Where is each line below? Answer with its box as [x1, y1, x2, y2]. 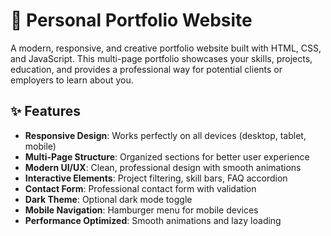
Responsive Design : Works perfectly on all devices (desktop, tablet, [24, 129, 307, 141]
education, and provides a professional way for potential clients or [10, 63, 283, 75]
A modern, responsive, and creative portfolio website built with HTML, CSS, [10, 42, 322, 54]
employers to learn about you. [10, 74, 134, 86]
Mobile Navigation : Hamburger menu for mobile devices [24, 204, 259, 216]
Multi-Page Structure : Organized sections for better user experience [24, 150, 310, 163]
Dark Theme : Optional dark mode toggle [24, 193, 193, 205]
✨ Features [10, 103, 81, 120]
